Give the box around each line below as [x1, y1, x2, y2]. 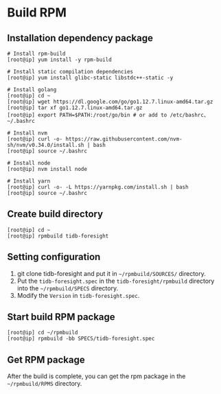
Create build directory [7, 208, 104, 220]
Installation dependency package [7, 32, 153, 44]
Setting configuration [7, 251, 101, 263]
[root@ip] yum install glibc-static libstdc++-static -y [7, 74, 174, 81]
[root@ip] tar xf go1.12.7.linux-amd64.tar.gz [7, 104, 143, 111]
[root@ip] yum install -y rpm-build [7, 56, 112, 63]
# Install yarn [7, 178, 51, 185]
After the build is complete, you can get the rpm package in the [7, 372, 186, 380]
